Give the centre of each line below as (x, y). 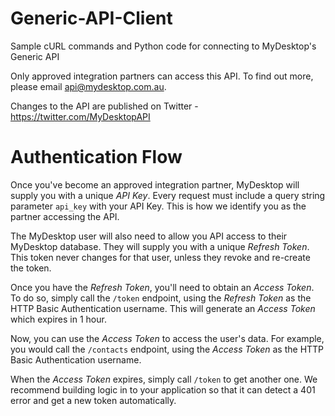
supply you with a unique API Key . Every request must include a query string (168, 195)
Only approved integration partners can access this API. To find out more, (162, 76)
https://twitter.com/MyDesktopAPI (80, 116)
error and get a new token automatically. (93, 400)
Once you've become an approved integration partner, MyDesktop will (155, 184)
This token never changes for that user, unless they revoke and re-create (160, 257)
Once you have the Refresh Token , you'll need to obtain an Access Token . (162, 287)
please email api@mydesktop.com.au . (88, 86)
